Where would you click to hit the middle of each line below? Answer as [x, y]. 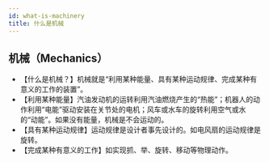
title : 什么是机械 [36, 23]
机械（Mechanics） [58, 58]
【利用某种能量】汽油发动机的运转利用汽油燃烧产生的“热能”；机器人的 [137, 100]
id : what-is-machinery [46, 16]
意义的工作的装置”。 [53, 89]
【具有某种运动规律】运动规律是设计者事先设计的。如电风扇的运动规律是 [140, 130]
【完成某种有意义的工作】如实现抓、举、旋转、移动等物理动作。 [126, 150]
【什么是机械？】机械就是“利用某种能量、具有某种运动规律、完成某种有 [138, 79]
